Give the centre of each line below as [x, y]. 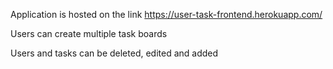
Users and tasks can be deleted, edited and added [114, 53]
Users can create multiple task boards [89, 33]
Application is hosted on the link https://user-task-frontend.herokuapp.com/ [166, 14]
